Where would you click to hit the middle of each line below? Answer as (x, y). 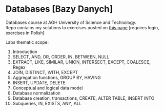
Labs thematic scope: (27, 42)
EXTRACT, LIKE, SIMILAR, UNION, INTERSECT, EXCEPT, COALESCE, (82, 62)
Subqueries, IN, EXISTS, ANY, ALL (47, 103)
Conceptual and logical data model (48, 88)
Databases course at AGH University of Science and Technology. (71, 22)
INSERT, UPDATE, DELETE (39, 83)
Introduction (25, 52)
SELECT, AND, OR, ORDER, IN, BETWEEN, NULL (61, 56)
